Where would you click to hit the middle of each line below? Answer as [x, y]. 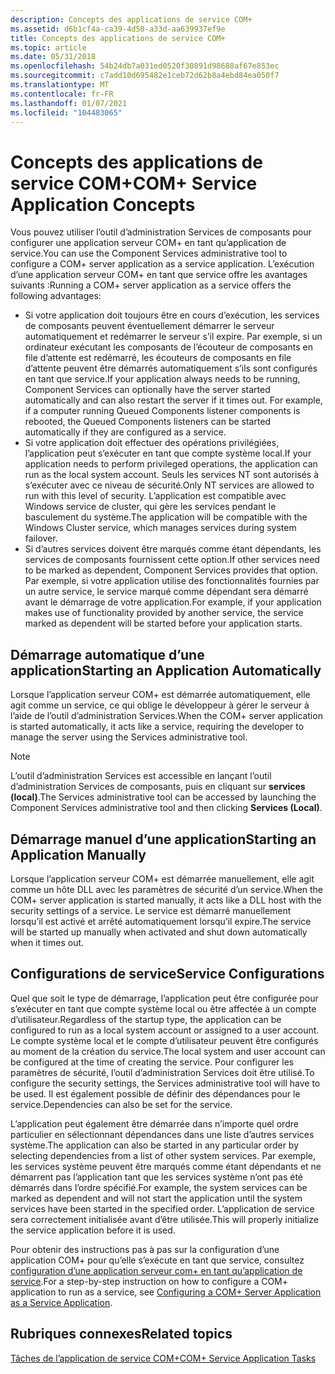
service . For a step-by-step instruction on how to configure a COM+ [149, 1281]
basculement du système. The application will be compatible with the [166, 517]
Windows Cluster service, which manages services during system [160, 528]
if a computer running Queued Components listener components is [162, 411]
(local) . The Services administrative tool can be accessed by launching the [163, 797]
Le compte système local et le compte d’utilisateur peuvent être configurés [164, 1040]
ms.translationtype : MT [60, 85]
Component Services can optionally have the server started [147, 390]
